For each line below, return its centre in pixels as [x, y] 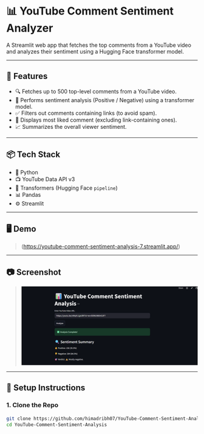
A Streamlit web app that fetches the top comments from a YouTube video [99, 45]
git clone [19, 418]
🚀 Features [27, 76]
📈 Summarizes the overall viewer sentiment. [71, 126]
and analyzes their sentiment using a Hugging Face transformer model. [95, 51]
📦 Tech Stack [33, 155]
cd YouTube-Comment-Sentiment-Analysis [57, 425]
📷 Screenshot [34, 272]
